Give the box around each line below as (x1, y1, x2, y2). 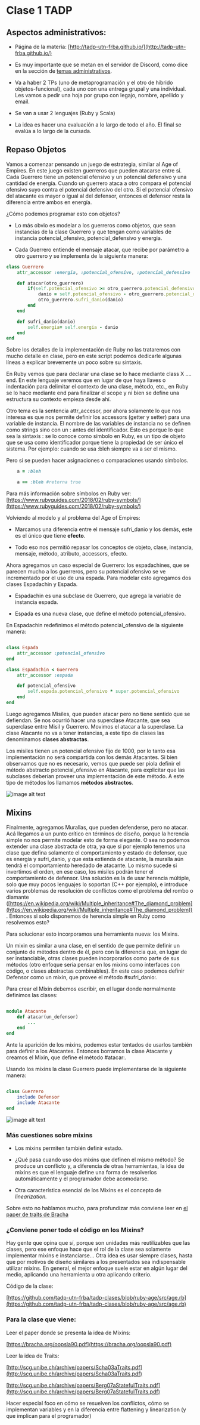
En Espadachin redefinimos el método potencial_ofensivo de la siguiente (6, 622, 184, 629)
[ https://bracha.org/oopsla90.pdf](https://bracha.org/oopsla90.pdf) (6, 1340, 172, 1347)
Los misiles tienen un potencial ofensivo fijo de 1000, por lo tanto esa (6, 747, 176, 754)
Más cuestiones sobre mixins (6, 1131, 93, 1139)
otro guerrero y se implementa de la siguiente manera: (14, 252, 149, 260)
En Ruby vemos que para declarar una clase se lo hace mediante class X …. (6, 371, 192, 378)
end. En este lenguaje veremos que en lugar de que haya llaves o (6, 377, 166, 384)
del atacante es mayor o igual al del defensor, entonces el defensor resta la (6, 192, 190, 199)
